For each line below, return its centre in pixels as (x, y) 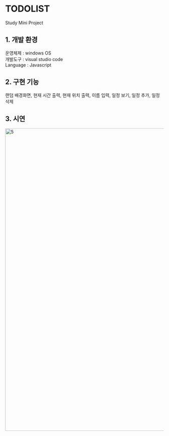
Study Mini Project (24, 23)
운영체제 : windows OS (28, 53)
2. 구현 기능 (22, 82)
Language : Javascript (28, 65)
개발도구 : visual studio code (34, 59)
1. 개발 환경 (21, 40)
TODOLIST (28, 9)
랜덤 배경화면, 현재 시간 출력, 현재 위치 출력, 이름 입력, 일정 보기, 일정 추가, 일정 (82, 95)
